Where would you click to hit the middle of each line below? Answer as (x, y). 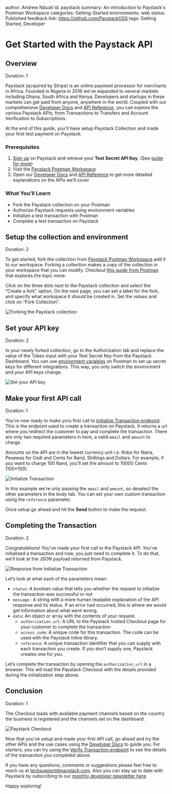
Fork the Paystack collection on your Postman (61, 204)
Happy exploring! (24, 786)
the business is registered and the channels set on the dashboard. (75, 719)
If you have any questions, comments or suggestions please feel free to (81, 765)
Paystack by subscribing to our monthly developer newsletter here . (76, 776)
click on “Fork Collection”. (33, 302)
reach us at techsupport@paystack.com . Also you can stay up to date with (84, 770)
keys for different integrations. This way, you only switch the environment (83, 367)
